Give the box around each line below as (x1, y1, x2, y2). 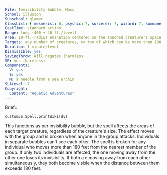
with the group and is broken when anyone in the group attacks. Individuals (5, 133, 160, 140)
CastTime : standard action (5, 26, 61, 31)
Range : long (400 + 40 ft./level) (5, 30, 77, 35)
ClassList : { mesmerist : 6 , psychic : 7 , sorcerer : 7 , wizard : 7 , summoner (5, 21, 164, 26)
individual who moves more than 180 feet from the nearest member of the (5, 144, 156, 150)
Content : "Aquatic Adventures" (9, 91, 75, 96)
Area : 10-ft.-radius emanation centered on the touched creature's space (5, 35, 162, 40)
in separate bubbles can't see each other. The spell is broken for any (5, 139, 146, 145)
